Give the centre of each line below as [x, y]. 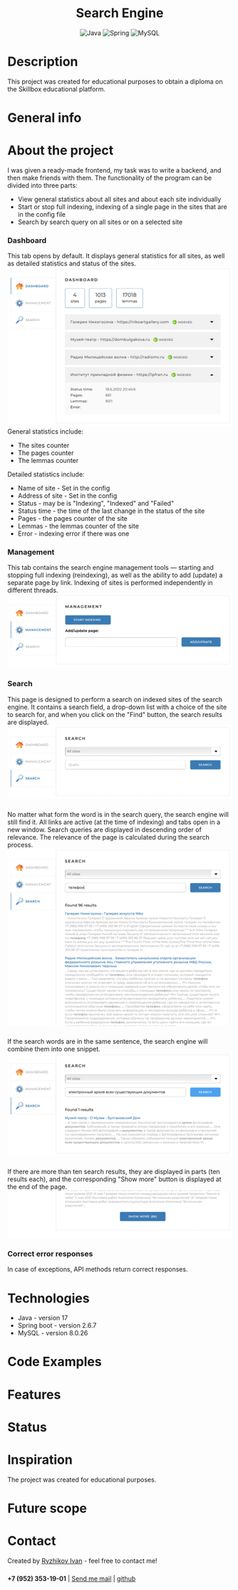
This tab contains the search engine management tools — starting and [110, 568]
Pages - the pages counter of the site [73, 519]
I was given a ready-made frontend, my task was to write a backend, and [114, 170]
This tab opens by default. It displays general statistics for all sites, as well [116, 256]
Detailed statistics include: [46, 474]
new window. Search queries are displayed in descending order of [104, 830]
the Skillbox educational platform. [56, 89]
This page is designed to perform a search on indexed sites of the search [115, 699]
